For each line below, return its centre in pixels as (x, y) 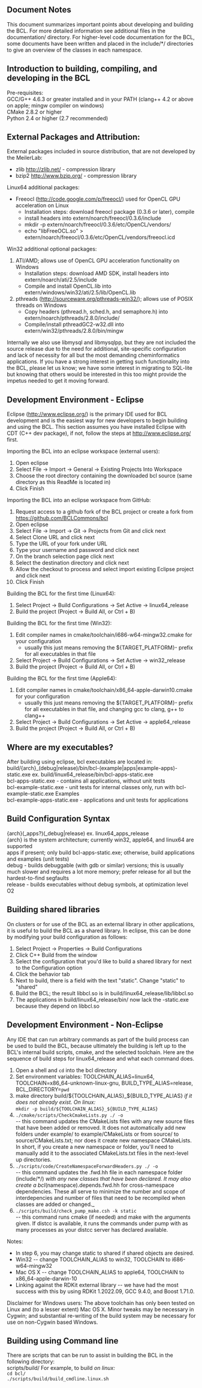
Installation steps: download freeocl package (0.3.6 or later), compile (109, 212)
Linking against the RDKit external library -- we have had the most (97, 1285)
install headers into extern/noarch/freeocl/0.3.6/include (93, 218)
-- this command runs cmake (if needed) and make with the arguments (103, 1217)
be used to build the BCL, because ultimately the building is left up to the (97, 1046)
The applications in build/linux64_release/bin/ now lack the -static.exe (102, 999)
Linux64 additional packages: (43, 187)
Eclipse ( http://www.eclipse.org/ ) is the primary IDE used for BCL (87, 414)
